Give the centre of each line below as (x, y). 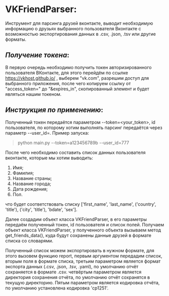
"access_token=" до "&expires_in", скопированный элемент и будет (77, 89)
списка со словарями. (29, 241)
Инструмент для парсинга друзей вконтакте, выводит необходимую (79, 23)
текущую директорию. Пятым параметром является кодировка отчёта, (82, 282)
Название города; (32, 184)
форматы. (16, 39)
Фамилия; (23, 173)
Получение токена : (37, 55)
